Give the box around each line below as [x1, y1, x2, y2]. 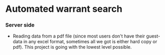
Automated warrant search [5, 3, 122, 15]
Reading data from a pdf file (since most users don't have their [12, 33, 145, 39]
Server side [5, 22, 35, 29]
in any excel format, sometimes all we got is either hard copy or [23, 39, 157, 45]
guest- [146, 33, 160, 39]
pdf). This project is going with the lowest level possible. [12, 44, 132, 50]
